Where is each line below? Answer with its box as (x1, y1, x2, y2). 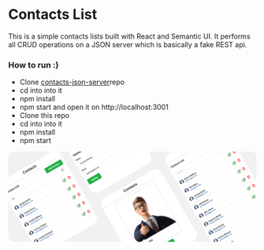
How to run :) (8, 59, 59, 70)
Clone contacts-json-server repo (19, 77, 125, 87)
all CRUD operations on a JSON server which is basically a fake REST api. (8, 39, 247, 49)
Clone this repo (19, 111, 69, 120)
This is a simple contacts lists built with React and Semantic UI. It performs (8, 31, 251, 41)
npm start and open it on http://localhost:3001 (19, 102, 169, 112)
